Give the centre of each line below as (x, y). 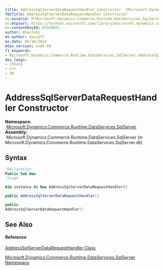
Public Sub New (20, 174)
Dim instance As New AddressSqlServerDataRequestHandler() (66, 187)
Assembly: (16, 132)
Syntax (16, 158)
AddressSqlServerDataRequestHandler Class (51, 248)
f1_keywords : (18, 50)
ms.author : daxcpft (25, 37)
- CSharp (14, 64)
